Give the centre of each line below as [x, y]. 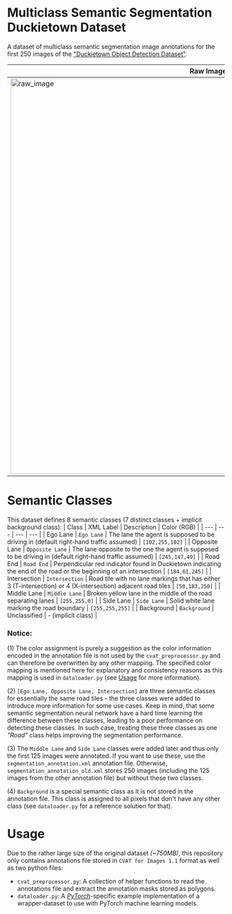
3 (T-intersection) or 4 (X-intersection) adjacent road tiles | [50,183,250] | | [114, 585]
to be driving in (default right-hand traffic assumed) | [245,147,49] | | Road [113, 556]
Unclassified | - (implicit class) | [52, 615]
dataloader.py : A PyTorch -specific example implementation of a [108, 896]
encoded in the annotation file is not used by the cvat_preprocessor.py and [114, 656]
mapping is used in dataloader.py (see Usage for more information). [104, 678]
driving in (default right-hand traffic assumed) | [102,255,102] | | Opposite [113, 542]
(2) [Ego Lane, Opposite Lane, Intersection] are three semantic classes [112, 691]
